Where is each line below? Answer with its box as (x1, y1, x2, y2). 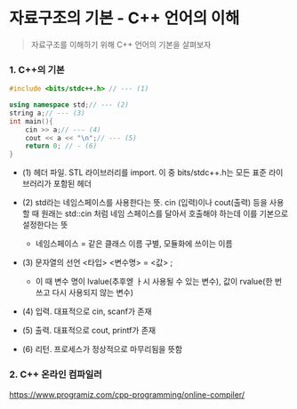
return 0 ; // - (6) (25, 141, 98, 151)
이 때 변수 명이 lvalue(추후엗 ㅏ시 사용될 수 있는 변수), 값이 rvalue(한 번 (35, 277, 283, 287)
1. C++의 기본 (9, 63, 65, 76)
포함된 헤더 (52, 179, 92, 189)
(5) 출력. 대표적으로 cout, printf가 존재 (21, 325, 157, 336)
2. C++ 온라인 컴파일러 (9, 368, 102, 381)
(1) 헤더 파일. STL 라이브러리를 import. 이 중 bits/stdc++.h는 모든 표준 (21, 167, 267, 178)
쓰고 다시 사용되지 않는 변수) (35, 287, 134, 298)
